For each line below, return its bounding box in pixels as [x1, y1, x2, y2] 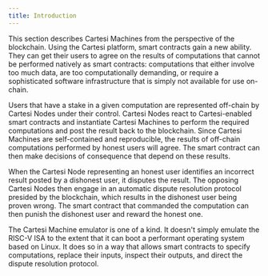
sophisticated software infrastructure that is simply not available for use [8, 76, 245, 86]
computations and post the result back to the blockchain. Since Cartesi [8, 126, 242, 135]
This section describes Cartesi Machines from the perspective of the [8, 34, 235, 43]
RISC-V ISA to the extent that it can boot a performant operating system [8, 233, 245, 242]
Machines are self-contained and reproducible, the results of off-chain [8, 134, 241, 144]
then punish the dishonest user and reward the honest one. [8, 209, 203, 218]
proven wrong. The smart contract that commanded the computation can [8, 201, 250, 210]
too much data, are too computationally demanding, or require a [8, 67, 219, 77]
